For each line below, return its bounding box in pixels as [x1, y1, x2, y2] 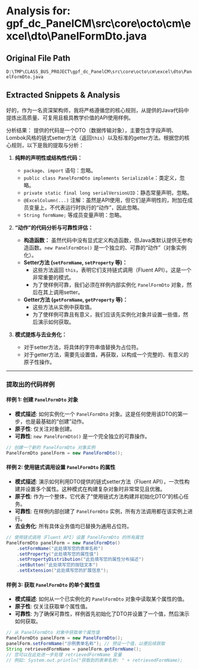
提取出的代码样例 [6, 380, 55, 389]
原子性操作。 [23, 358, 55, 365]
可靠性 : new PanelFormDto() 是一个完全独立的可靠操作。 [14, 433, 150, 440]
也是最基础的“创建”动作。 [25, 418, 88, 425]
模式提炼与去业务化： [14, 331, 67, 338]
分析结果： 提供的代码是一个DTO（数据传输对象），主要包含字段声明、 [6, 127, 176, 134]
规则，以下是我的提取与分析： [11, 141, 84, 149]
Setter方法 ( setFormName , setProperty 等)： [23, 258, 128, 266]
